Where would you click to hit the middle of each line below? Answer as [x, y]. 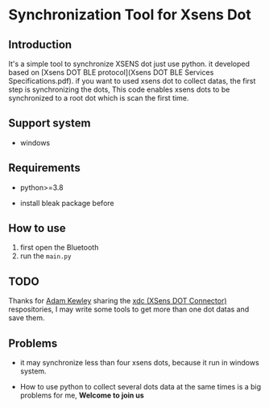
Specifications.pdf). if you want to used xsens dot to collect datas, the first [132, 81]
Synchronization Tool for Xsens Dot [130, 15]
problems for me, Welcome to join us [82, 395]
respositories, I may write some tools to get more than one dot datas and [129, 309]
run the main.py [46, 256]
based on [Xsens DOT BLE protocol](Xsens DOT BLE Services [111, 72]
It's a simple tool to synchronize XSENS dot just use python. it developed [129, 64]
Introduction [40, 45]
